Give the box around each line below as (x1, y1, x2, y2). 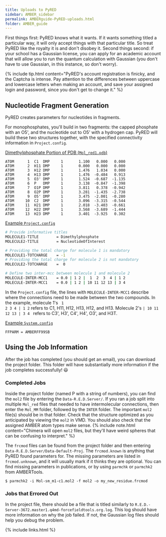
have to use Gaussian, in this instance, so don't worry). (5, 61, 118, 67)
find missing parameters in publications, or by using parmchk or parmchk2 (5, 463, 153, 469)
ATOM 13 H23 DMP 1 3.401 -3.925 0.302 (5, 212, 126, 216)
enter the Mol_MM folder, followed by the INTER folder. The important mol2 (5, 406, 152, 412)
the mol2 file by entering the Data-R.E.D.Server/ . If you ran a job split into (5, 396, 155, 402)
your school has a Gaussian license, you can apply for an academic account (5, 51, 161, 57)
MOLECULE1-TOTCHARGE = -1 (5, 252, 66, 258)
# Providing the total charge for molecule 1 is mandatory (5, 248, 130, 253)
